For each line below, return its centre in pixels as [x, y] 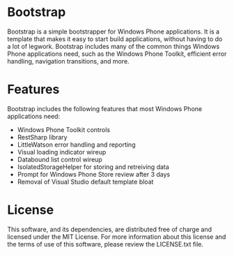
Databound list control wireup [60, 159]
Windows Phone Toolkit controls [63, 129]
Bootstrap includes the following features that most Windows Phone [105, 108]
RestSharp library [42, 137]
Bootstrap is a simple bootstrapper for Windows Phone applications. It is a [114, 31]
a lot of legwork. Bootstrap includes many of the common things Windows [114, 46]
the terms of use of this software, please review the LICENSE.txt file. [106, 244]
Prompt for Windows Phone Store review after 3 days [94, 174]
